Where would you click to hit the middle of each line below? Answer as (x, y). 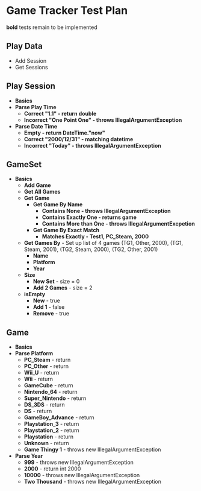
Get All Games (42, 192)
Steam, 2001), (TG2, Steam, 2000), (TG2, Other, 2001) (91, 249)
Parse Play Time (36, 107)
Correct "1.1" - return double (60, 113)
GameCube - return (48, 385)
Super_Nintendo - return (55, 398)
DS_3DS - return (44, 405)
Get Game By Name (58, 204)
